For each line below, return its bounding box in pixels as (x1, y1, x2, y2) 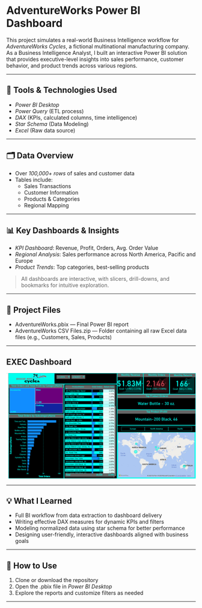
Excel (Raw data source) (14, 127, 76, 134)
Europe (14, 257, 33, 265)
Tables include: (14, 176, 53, 183)
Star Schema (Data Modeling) (14, 120, 89, 127)
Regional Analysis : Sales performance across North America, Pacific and (14, 251, 196, 258)
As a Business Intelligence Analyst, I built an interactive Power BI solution (6, 49, 188, 56)
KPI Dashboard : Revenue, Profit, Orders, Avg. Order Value (14, 245, 159, 252)
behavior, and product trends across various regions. (6, 61, 138, 69)
